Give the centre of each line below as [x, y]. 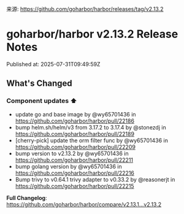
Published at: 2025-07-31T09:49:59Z [53, 64]
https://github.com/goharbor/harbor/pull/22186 [75, 121]
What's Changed [39, 84]
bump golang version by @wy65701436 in [69, 166]
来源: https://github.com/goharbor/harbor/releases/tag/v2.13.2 [85, 9]
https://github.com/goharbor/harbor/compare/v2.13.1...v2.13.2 [84, 204]
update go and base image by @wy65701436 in [75, 114]
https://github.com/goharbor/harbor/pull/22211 [74, 160]
